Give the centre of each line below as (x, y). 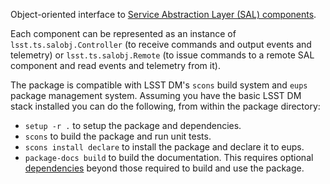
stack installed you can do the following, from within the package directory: (165, 106)
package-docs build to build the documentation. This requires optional (169, 157)
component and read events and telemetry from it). (115, 65)
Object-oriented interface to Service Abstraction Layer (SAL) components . (163, 14)
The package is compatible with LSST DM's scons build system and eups (159, 85)
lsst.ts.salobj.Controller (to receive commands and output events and (161, 44)
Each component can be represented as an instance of (123, 33)
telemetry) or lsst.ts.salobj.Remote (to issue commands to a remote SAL (162, 55)
